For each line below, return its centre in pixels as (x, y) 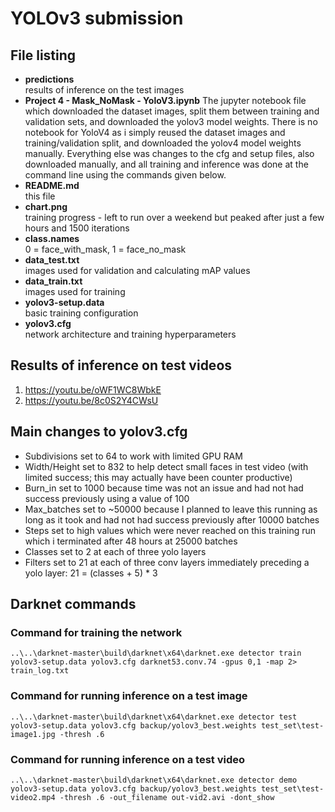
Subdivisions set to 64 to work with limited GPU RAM (133, 456)
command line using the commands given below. (125, 175)
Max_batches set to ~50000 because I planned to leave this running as (171, 509)
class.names (52, 238)
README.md (52, 185)
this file (40, 196)
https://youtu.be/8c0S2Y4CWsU (91, 400)
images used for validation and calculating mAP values (137, 270)
